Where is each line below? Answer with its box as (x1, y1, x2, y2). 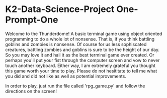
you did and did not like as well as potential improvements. (5, 73, 127, 79)
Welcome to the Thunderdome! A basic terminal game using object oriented (5, 30, 162, 36)
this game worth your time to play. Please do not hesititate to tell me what (5, 67, 157, 73)
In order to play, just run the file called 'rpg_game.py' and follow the (5, 82, 145, 88)
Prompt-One (5, 14, 58, 25)
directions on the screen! (5, 88, 57, 94)
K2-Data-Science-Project (5, 3, 115, 15)
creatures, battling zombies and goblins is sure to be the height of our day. (5, 46, 160, 52)
